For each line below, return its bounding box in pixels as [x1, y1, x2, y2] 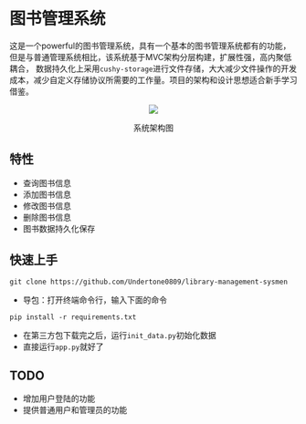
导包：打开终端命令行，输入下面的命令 [22, 294, 167, 305]
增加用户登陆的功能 [22, 393, 96, 404]
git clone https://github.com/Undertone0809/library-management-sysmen [9, 277, 288, 286]
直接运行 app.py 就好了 [22, 341, 104, 352]
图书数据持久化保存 [22, 222, 96, 233]
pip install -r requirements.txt [9, 312, 137, 322]
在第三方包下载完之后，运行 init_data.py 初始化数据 [22, 329, 216, 340]
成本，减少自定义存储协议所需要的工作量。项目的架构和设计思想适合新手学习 [9, 74, 298, 85]
